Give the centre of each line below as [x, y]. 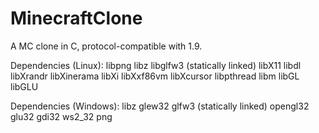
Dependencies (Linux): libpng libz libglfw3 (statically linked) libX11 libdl [156, 65]
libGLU [24, 86]
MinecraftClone [76, 18]
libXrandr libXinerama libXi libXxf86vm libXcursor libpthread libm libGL [155, 76]
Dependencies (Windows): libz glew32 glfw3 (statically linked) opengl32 [160, 106]
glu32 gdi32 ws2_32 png [61, 116]
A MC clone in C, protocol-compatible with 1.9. [106, 46]
